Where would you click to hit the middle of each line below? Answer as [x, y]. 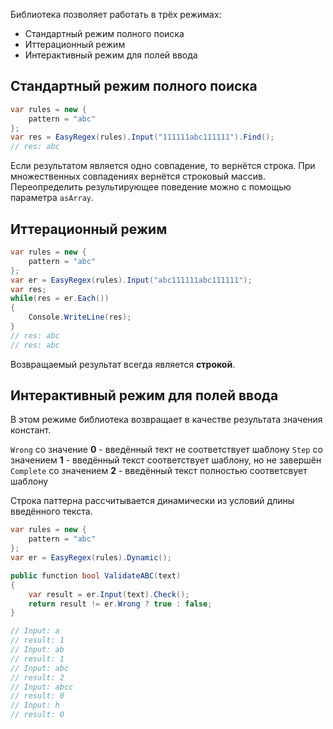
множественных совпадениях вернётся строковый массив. [138, 176]
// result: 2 [37, 677]
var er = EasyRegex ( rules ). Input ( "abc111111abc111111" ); [131, 280]
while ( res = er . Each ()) [60, 299]
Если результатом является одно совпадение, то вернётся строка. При [163, 166]
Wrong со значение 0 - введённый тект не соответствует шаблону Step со [166, 450]
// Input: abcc [42, 687]
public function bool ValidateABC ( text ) [96, 575]
